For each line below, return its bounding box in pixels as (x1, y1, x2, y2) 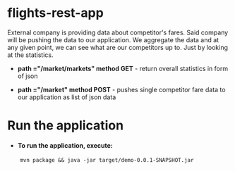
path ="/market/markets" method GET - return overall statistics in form (17, 64, 228, 72)
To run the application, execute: (17, 141, 113, 149)
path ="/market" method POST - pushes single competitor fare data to (17, 85, 226, 94)
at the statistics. (7, 51, 54, 59)
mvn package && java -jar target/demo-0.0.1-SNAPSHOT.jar (20, 157, 194, 164)
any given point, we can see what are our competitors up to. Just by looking (7, 43, 228, 51)
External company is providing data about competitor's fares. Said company (7, 28, 229, 37)
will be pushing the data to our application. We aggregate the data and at (7, 35, 219, 44)
